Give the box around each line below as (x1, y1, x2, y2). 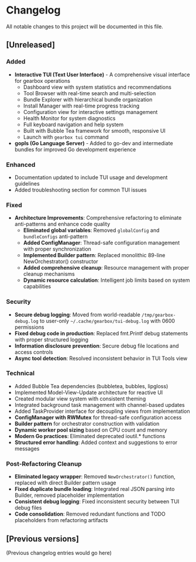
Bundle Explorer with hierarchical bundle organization (23, 96, 153, 103)
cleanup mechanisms (23, 271, 75, 278)
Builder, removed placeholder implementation (14, 492, 125, 499)
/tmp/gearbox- (141, 312, 176, 318)
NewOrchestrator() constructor (23, 258, 98, 265)
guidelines (14, 180, 40, 187)
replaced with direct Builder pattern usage (14, 479, 116, 486)
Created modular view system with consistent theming (14, 395, 146, 402)
